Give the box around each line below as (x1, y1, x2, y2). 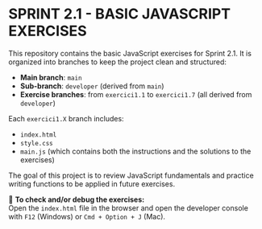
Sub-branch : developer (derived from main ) (19, 81, 164, 91)
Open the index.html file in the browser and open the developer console (8, 202, 248, 213)
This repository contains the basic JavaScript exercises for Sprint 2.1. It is (8, 48, 252, 58)
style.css (19, 139, 54, 147)
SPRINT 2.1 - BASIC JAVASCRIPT (8, 5, 231, 23)
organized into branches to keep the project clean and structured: (8, 57, 227, 67)
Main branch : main (19, 72, 82, 82)
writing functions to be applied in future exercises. (8, 178, 176, 189)
